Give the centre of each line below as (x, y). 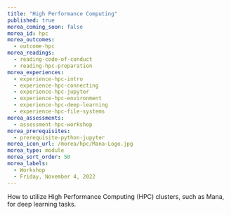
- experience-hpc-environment (58, 99)
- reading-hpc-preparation (53, 66)
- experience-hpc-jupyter (52, 92)
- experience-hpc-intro (48, 79)
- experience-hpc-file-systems (59, 111)
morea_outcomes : (31, 40)
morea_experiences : (36, 72)
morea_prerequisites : (39, 131)
